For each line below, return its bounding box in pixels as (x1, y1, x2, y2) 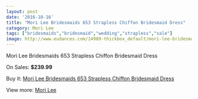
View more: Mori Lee (6, 87, 57, 93)
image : (6, 36, 22, 42)
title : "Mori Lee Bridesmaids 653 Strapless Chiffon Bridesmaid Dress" (6, 19, 186, 25)
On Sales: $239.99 (6, 64, 53, 71)
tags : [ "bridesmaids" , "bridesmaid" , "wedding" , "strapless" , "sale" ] (6, 31, 173, 37)
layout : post (6, 8, 38, 15)
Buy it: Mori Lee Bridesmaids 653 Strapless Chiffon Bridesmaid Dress (6, 75, 174, 82)
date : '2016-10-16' (6, 14, 54, 20)
